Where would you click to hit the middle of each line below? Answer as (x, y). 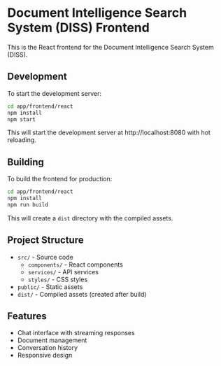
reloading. (22, 140)
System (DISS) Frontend (79, 28)
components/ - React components (76, 265)
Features (27, 316)
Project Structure (45, 240)
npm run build (28, 204)
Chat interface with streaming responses (76, 333)
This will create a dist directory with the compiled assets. (90, 218)
